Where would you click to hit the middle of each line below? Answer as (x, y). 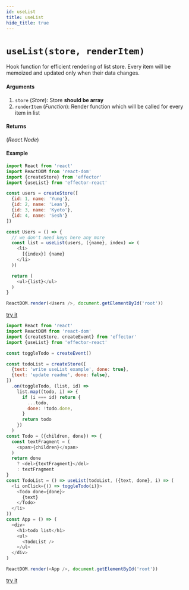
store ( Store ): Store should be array (59, 100)
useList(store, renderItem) (75, 51)
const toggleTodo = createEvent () (49, 353)
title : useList (25, 17)
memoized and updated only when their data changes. (73, 73)
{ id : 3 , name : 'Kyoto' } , (42, 210)
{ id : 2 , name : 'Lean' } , (41, 205)
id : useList (21, 12)
